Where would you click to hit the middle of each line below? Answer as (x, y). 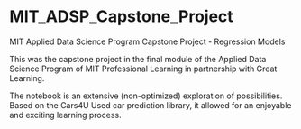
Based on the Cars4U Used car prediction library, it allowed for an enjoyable (150, 105)
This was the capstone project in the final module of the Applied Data (138, 59)
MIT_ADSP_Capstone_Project (122, 17)
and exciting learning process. (65, 115)
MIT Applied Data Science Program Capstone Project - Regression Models (147, 41)
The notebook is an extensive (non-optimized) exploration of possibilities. (146, 96)
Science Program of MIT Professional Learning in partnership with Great (143, 69)
